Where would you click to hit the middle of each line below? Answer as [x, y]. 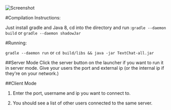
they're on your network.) [32, 73]
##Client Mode [21, 83]
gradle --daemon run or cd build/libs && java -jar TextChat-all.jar [80, 53]
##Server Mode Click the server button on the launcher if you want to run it [84, 63]
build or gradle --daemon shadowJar [43, 33]
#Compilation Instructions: [33, 18]
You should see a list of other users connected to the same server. [82, 103]
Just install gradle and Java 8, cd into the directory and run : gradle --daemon [86, 28]
